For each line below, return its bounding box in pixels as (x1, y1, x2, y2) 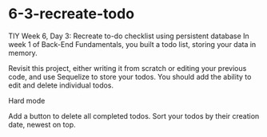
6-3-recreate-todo (8, 5, 134, 23)
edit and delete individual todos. (8, 80, 114, 90)
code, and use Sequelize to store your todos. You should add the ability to (8, 72, 252, 81)
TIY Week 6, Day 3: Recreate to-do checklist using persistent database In (8, 31, 249, 41)
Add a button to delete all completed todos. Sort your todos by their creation (8, 111, 260, 120)
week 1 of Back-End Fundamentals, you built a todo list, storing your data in (8, 39, 257, 49)
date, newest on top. (8, 119, 76, 129)
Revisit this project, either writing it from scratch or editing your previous (8, 63, 247, 72)
